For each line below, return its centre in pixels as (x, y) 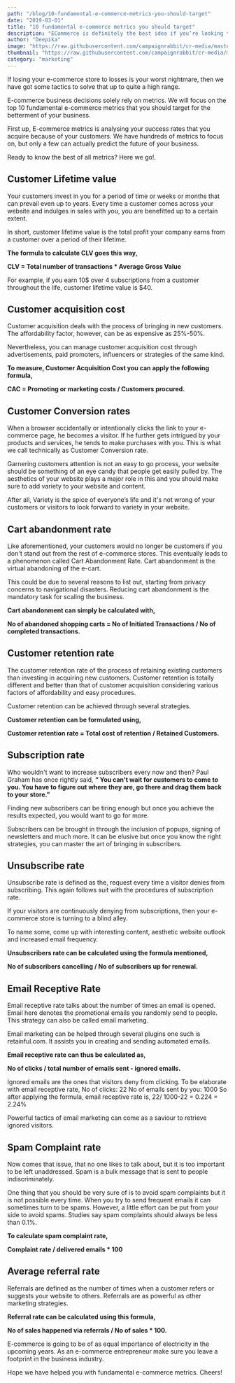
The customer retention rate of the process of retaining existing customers (115, 670)
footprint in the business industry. (56, 1359)
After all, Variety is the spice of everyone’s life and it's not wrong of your (111, 500)
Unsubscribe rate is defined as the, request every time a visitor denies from (116, 883)
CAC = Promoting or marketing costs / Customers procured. (96, 389)
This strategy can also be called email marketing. (78, 1020)
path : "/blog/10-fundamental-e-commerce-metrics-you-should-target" (109, 14)
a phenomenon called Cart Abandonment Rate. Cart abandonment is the (111, 561)
